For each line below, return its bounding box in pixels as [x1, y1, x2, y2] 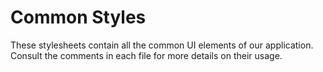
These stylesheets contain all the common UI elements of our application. [10, 39, 314, 51]
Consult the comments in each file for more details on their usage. [10, 49, 283, 61]
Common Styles [10, 6, 147, 29]
